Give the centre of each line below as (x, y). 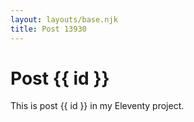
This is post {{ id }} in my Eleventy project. (97, 106)
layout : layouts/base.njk (64, 19)
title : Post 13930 (48, 29)
